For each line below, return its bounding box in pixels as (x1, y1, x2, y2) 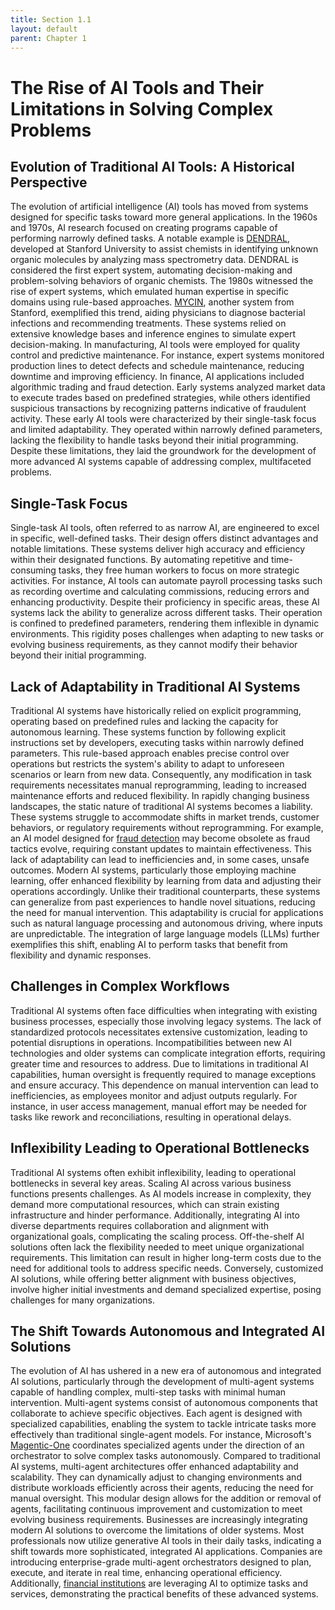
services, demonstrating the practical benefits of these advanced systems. (10, 1588, 319, 1600)
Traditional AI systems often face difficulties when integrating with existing (10, 1004, 318, 1016)
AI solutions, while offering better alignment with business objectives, (10, 1272, 297, 1285)
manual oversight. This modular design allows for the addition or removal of (10, 1492, 322, 1505)
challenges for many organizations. (10, 1294, 155, 1306)
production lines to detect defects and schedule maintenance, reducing (10, 360, 305, 372)
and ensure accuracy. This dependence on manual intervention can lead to (10, 1079, 319, 1091)
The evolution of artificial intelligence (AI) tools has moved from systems (10, 201, 309, 213)
